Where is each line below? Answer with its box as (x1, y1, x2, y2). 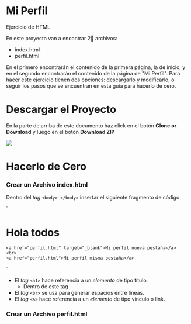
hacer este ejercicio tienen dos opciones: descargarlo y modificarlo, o (6, 76, 175, 83)
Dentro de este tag (23, 283, 68, 290)
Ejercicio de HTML (6, 23, 51, 30)
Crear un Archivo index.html (6, 180, 88, 188)
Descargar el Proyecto (6, 103, 117, 116)
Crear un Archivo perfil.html (6, 310, 88, 318)
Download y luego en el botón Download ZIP (6, 128, 115, 135)
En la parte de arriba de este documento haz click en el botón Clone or (6, 122, 177, 129)
